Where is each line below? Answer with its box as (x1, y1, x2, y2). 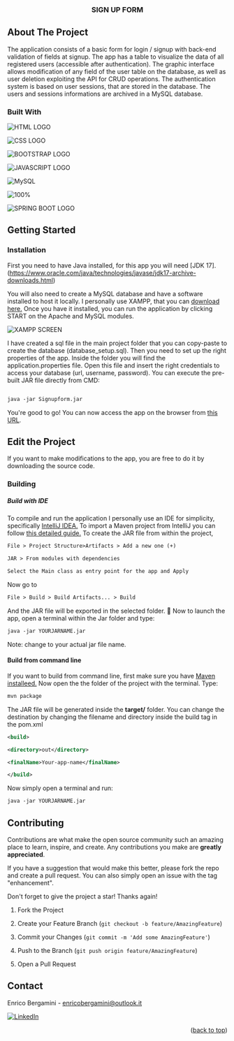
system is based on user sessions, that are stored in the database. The (7, 82, 211, 90)
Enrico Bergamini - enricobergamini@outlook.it (7, 998, 142, 1007)
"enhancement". (7, 878, 54, 887)
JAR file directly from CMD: (21, 376, 100, 384)
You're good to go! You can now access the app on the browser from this (7, 408, 218, 416)
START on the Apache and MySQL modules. (7, 312, 134, 320)
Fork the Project (17, 905, 64, 914)
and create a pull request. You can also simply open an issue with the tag (7, 871, 218, 880)
